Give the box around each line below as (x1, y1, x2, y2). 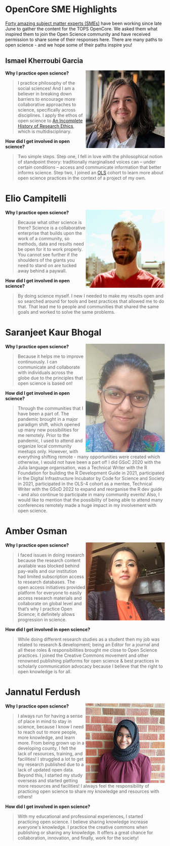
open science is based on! (17, 380, 73, 386)
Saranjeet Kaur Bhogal (5, 326, 102, 338)
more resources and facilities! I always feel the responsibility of (17, 783, 149, 789)
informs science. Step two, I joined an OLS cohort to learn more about (17, 169, 163, 175)
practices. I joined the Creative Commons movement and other (17, 652, 149, 658)
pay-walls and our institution (17, 568, 77, 574)
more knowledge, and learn (17, 734, 75, 741)
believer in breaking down (17, 90, 72, 97)
